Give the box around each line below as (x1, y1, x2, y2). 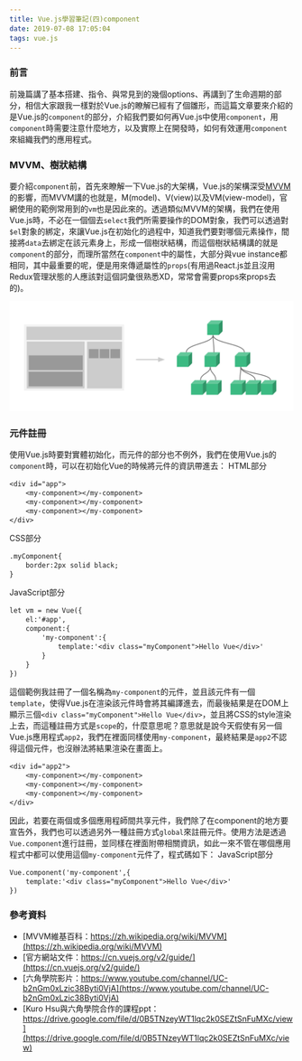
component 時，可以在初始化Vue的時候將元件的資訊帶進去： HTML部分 (9, 461, 268, 472)
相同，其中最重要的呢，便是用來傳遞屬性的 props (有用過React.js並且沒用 (9, 259, 276, 270)
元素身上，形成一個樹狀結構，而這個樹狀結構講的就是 (80, 237, 279, 248)
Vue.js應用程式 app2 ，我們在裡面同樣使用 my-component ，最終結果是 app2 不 (9, 732, 279, 743)
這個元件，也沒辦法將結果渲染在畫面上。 (16, 743, 168, 754)
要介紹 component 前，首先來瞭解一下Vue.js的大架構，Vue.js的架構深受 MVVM (9, 181, 291, 192)
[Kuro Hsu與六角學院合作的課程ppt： (22, 1003, 160, 1014)
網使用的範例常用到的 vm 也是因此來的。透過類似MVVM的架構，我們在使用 (9, 203, 280, 214)
